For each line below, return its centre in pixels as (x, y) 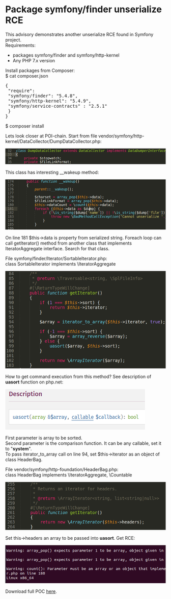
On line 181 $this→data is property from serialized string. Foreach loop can (83, 238)
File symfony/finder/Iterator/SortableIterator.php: (56, 258)
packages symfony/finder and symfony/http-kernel (66, 55)
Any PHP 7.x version (34, 60)
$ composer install (25, 126)
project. (13, 40)
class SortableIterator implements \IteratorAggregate (61, 264)
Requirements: (20, 45)
